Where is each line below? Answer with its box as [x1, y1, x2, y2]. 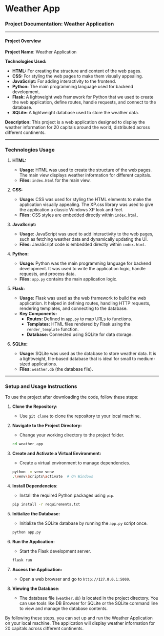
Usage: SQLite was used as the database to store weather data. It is [19, 350, 157, 356]
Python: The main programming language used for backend [12, 83, 133, 89]
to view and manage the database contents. [19, 605, 108, 611]
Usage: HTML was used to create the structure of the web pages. [19, 167, 152, 173]
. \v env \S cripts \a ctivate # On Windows [12, 474, 94, 479]
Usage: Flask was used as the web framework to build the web [19, 295, 146, 301]
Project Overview [5, 38, 41, 44]
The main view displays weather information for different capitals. [19, 172, 152, 178]
